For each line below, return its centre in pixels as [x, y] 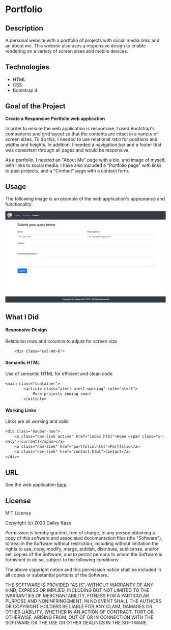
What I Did [22, 317]
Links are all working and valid [37, 421]
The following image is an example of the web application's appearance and [85, 199]
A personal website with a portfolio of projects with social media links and [82, 40]
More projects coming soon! [62, 394]
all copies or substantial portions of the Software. [57, 575]
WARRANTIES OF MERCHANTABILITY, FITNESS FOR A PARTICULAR [77, 596]
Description [24, 28]
